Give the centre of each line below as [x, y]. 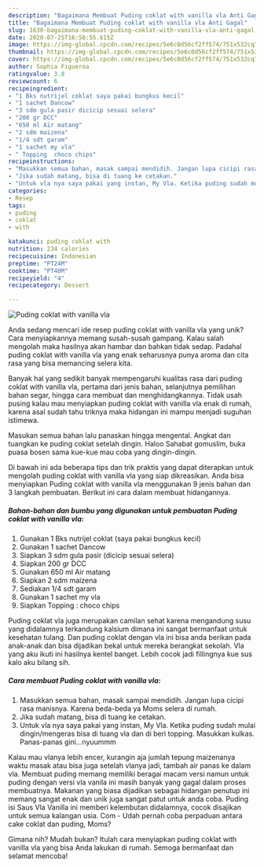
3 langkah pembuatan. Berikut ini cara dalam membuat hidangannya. [119, 493]
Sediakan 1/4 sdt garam [58, 589]
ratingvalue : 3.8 [37, 74]
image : [19, 45]
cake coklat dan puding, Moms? [60, 824]
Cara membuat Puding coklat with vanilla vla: [84, 680]
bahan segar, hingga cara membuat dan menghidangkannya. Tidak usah [125, 395]
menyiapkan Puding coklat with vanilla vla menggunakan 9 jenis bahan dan [130, 484]
